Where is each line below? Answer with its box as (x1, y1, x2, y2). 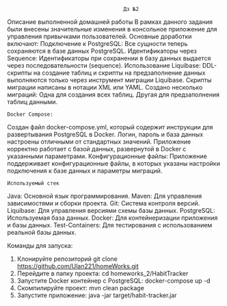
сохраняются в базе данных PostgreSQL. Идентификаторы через (7, 47, 197, 55)
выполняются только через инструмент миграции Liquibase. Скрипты (7, 76, 212, 84)
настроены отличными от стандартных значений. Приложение (7, 138, 191, 146)
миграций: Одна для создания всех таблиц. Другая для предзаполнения (7, 90, 220, 99)
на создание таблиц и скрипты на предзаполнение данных (33, 68, 206, 77)
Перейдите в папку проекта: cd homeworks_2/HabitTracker (16, 270, 189, 277)
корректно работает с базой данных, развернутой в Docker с (7, 145, 187, 153)
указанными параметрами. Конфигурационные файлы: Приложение (7, 152, 207, 160)
